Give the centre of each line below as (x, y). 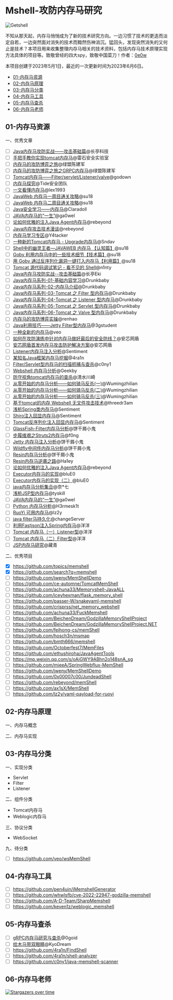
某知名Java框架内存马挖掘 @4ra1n (48, 358)
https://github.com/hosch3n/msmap (51, 636)
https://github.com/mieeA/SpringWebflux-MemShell (68, 665)
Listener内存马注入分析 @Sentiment (50, 351)
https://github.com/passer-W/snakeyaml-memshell (67, 601)
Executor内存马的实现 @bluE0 (44, 473)
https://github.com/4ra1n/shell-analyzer (55, 956)
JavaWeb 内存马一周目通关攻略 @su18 (53, 197)
